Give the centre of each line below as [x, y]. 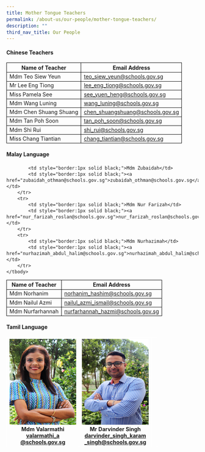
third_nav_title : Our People [43, 32]
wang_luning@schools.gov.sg [121, 103]
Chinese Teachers [30, 52]
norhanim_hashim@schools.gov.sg [108, 293]
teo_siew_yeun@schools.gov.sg [124, 77]
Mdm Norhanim [29, 293]
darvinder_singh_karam [115, 436]
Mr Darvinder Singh [115, 429]
